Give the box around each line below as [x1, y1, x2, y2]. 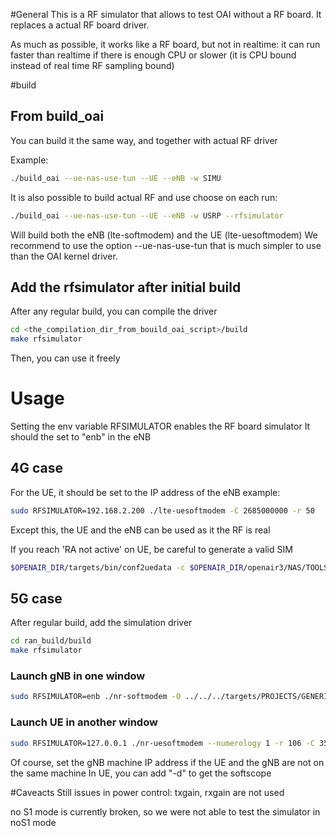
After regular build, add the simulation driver [10, 617, 193, 629]
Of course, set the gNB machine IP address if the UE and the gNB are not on [10, 756, 325, 768]
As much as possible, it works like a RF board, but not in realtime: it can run [10, 39, 321, 50]
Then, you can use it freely [10, 352, 121, 364]
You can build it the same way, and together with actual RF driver [10, 134, 278, 146]
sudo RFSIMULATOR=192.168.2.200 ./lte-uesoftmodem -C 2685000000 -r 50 [10, 505, 315, 516]
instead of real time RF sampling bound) [10, 60, 175, 71]
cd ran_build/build [10, 636, 92, 646]
